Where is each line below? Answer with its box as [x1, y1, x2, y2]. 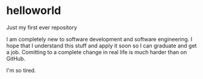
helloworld [6, 4, 61, 18]
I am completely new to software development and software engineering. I [6, 35, 193, 43]
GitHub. [6, 55, 26, 62]
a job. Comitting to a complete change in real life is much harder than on [6, 48, 187, 55]
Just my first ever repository [6, 24, 77, 31]
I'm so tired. [6, 66, 36, 74]
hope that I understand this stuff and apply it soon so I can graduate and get [6, 42, 197, 49]
